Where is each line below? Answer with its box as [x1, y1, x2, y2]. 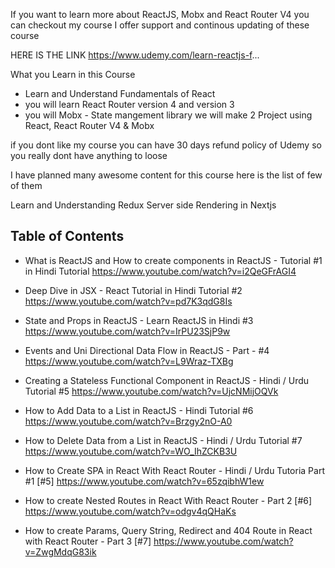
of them [10, 180, 43, 191]
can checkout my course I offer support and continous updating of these [10, 19, 310, 31]
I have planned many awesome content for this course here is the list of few [10, 169, 323, 181]
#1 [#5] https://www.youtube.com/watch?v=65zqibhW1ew [24, 475, 265, 487]
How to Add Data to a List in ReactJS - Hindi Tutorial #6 [24, 404, 254, 416]
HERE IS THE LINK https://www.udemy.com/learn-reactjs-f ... [10, 49, 260, 61]
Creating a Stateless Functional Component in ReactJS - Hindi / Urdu [24, 374, 310, 386]
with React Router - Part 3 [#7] [24, 535, 152, 547]
